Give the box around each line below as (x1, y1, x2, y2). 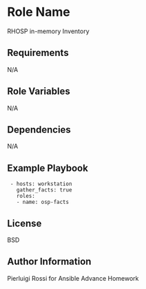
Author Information (7, 256, 92, 268)
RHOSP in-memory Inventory (7, 27, 90, 35)
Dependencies (7, 124, 71, 136)
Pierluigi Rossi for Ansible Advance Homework (7, 274, 139, 282)
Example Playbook (7, 162, 88, 174)
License (7, 217, 42, 229)
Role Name (7, 4, 70, 20)
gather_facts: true (16, 187, 72, 194)
